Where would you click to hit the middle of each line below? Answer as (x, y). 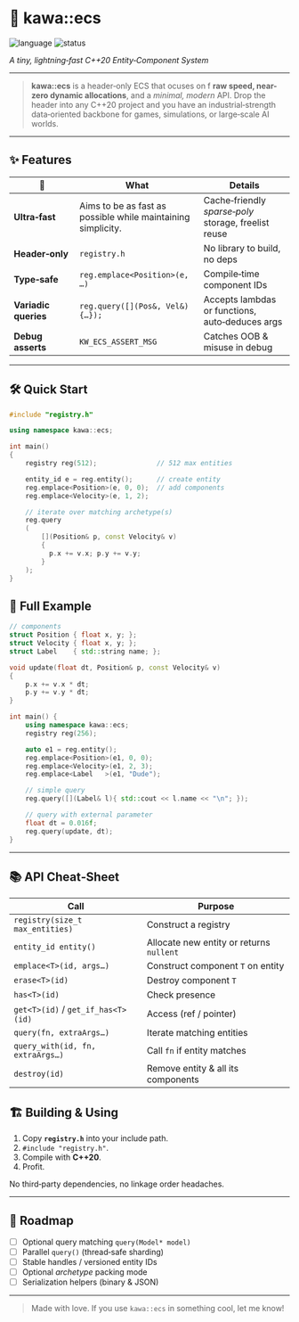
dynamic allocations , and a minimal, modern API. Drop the (158, 95)
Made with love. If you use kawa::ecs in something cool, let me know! (158, 1309)
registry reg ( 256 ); (61, 733)
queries (30, 316)
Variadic (32, 305)
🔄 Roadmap (41, 1220)
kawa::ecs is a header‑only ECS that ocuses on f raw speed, (143, 86)
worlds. (45, 123)
